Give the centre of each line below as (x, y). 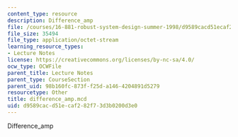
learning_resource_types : (45, 47)
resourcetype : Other (38, 93)
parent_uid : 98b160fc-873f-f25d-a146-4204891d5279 (84, 86)
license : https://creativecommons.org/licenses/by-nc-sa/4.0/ (101, 60)
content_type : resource (42, 14)
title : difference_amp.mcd (47, 100)
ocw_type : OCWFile (34, 66)
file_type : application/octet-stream (63, 40)
